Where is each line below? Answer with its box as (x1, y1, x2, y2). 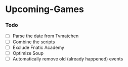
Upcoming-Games (5, 4, 84, 15)
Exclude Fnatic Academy (12, 44, 65, 50)
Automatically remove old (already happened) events (12, 55, 123, 61)
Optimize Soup (12, 50, 44, 56)
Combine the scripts (12, 39, 55, 45)
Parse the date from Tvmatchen (12, 33, 79, 39)
